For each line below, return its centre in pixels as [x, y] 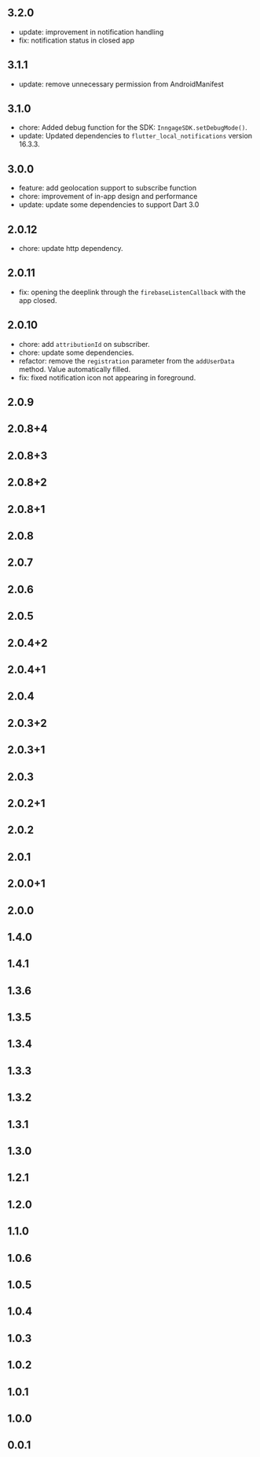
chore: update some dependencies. [76, 352]
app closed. [38, 300]
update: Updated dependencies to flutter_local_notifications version [135, 136]
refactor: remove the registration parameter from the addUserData [126, 360]
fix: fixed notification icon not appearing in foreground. [107, 378]
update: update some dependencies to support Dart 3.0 [109, 205]
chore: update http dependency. [71, 249]
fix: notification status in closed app [77, 40]
